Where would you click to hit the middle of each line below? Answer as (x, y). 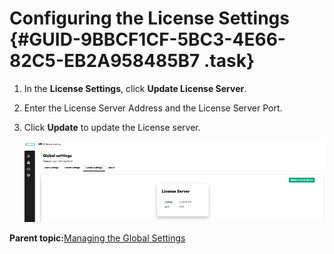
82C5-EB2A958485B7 (105, 61)
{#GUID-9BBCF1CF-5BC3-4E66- (147, 39)
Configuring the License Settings (149, 18)
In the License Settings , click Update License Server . (135, 88)
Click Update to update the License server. (112, 127)
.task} (229, 61)
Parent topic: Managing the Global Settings (97, 238)
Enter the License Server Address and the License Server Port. (153, 108)
